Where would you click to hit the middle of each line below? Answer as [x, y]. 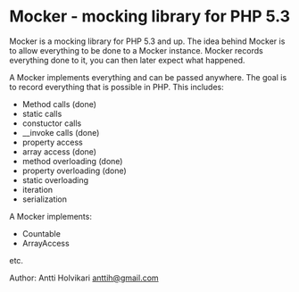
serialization [45, 199]
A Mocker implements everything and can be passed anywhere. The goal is [148, 77]
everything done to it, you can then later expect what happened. [127, 60]
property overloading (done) [74, 171]
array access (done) [59, 151]
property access [52, 142]
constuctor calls [52, 123]
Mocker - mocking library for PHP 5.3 [150, 17]
